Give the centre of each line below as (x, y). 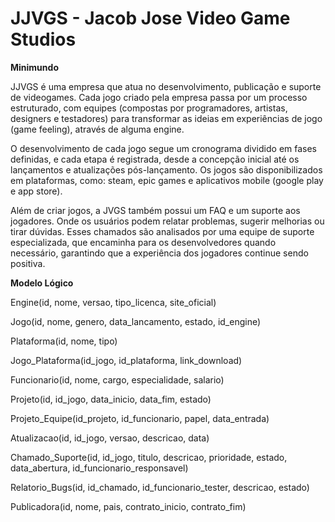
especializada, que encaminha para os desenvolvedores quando (143, 242)
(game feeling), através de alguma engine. (97, 129)
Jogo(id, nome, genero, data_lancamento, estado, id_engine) (136, 321)
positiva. (28, 263)
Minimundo (34, 67)
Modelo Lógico (42, 283)
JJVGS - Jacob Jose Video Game (150, 18)
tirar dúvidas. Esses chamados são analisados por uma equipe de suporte (162, 231)
